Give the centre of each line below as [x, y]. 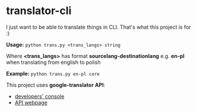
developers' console [40, 96]
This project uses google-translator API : [56, 85]
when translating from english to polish [53, 62]
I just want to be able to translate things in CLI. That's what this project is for [98, 27]
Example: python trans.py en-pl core [53, 73]
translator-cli [39, 11]
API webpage [31, 102]
